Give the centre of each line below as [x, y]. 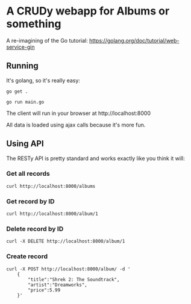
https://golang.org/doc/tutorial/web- [134, 40]
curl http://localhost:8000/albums [51, 186]
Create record [27, 256]
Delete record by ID [35, 229]
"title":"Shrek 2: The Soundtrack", [74, 279]
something [34, 24]
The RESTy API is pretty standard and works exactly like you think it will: [96, 158]
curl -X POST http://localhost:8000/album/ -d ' [68, 269]
